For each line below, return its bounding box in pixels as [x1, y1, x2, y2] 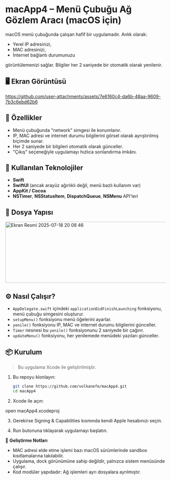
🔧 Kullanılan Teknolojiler [5, 163, 83, 172]
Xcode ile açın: [12, 397, 44, 404]
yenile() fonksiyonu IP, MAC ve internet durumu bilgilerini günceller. [12, 322, 157, 328]
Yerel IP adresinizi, [12, 41, 52, 47]
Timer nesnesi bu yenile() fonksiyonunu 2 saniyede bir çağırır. [12, 327, 144, 333]
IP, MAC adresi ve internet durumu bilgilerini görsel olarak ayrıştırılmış [12, 132, 159, 139]
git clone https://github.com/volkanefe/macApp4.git [12, 384, 127, 389]
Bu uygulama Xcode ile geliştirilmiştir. [17, 364, 96, 370]
